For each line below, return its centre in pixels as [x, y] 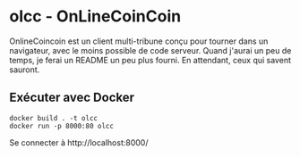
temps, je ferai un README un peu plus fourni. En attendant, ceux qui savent [150, 60]
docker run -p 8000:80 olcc [62, 126]
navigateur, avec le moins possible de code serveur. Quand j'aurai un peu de [150, 50]
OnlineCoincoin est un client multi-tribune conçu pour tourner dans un [139, 41]
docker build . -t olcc [54, 118]
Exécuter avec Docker [72, 98]
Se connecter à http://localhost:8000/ [79, 142]
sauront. [25, 70]
